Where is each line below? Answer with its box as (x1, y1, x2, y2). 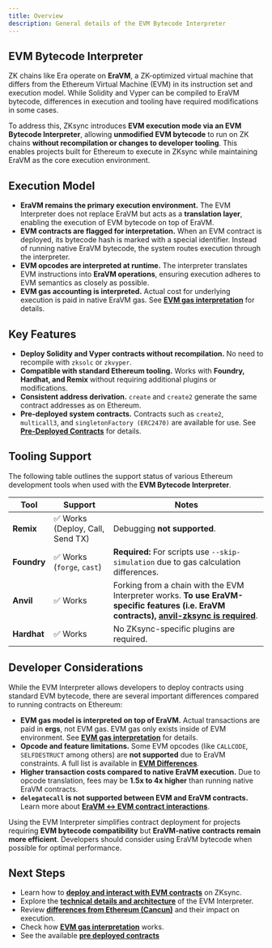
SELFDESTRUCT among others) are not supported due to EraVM (19, 749, 226, 759)
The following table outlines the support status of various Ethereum (8, 471, 233, 480)
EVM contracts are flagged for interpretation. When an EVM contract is (19, 226, 262, 236)
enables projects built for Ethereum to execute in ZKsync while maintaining (8, 147, 257, 156)
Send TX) (53, 532, 90, 544)
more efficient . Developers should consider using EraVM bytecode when (8, 834, 253, 843)
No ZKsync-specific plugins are (113, 623, 236, 634)
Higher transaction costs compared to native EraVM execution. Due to (19, 767, 261, 776)
